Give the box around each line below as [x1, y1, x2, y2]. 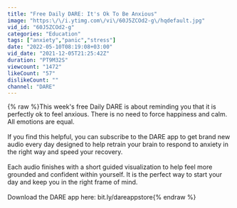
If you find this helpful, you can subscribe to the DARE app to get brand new [7, 133, 231, 141]
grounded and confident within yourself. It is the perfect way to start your [7, 170, 223, 179]
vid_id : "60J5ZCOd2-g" [7, 23, 75, 31]
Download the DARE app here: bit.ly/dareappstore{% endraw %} [7, 193, 196, 202]
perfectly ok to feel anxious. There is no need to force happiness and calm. [7, 110, 228, 119]
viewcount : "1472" [7, 63, 62, 70]
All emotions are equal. [7, 118, 75, 126]
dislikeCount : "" [7, 76, 59, 84]
